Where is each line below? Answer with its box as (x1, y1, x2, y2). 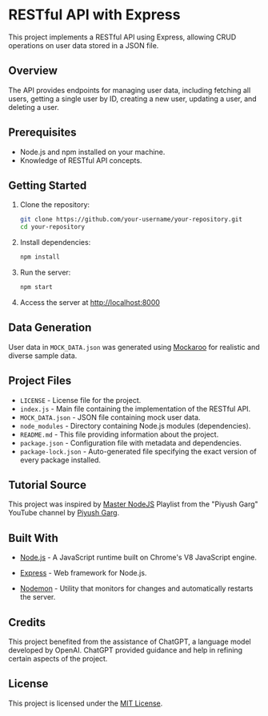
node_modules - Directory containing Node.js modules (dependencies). (19, 421, 251, 430)
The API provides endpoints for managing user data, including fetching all (8, 85, 251, 95)
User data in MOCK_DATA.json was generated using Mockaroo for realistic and (8, 342, 260, 352)
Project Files (8, 374, 72, 388)
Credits (8, 616, 46, 629)
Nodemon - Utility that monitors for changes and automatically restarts (19, 584, 254, 593)
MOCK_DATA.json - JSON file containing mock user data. (19, 412, 201, 422)
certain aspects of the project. (8, 653, 108, 663)
